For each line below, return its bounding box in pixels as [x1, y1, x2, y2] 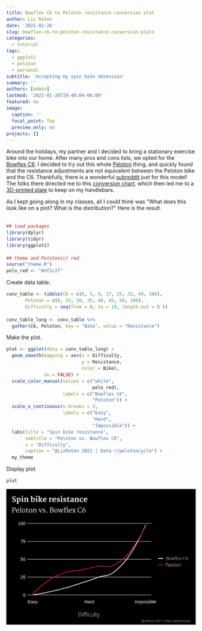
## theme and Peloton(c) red [6, 255, 79, 261]
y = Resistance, [81, 359, 122, 365]
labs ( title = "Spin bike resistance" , [11, 429, 109, 435]
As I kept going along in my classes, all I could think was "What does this [6, 198, 186, 205]
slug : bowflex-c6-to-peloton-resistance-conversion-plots [6, 29, 155, 35]
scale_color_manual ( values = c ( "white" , [11, 378, 114, 384]
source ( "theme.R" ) [6, 261, 52, 268]
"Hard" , [92, 416, 112, 422]
